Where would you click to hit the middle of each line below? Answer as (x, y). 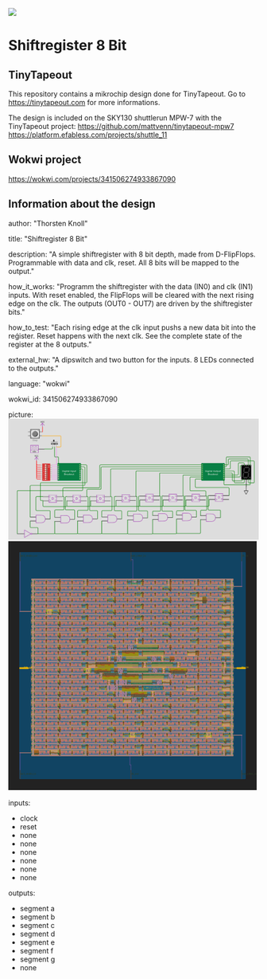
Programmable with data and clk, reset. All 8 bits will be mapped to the (124, 262)
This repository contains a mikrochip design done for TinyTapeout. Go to (127, 94)
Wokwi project (45, 160)
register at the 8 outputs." (50, 344)
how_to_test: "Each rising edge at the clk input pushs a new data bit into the (132, 327)
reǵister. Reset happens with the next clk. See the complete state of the (125, 335)
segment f (37, 951)
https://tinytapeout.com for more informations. (84, 102)
